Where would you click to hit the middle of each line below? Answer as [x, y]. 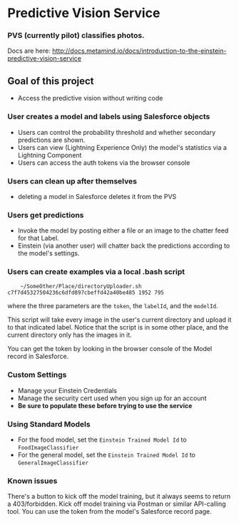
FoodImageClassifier [48, 448]
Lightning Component [50, 155]
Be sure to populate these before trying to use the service [105, 405]
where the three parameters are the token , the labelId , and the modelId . [113, 306]
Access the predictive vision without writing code [90, 98]
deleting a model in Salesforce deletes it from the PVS [97, 196]
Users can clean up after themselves [72, 181]
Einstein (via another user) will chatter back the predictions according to [124, 246]
